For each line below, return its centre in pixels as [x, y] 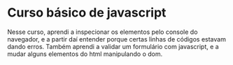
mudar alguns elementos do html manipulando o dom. [85, 54]
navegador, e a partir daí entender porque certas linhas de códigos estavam [116, 39]
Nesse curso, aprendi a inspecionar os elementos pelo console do [103, 32]
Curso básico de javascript [87, 13]
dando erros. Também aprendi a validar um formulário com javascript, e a [113, 46]
